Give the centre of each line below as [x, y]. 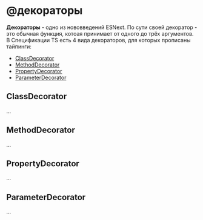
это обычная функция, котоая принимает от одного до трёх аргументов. [100, 33]
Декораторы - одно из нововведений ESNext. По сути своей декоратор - [102, 27]
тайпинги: [19, 47]
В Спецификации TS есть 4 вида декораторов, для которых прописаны [98, 40]
